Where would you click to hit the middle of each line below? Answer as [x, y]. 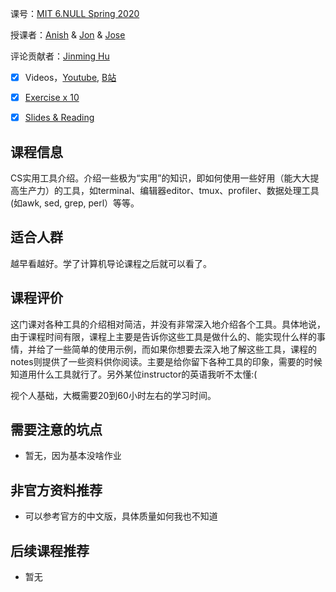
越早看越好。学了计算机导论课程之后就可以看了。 [111, 263]
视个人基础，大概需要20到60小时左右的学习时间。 [113, 395]
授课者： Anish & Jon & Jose [68, 35]
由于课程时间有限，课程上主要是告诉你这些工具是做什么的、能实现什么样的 [163, 336]
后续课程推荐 [50, 550]
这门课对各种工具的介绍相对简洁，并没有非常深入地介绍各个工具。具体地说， [168, 324]
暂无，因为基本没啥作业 [73, 456]
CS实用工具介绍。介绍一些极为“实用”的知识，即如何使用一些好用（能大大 [160, 178]
